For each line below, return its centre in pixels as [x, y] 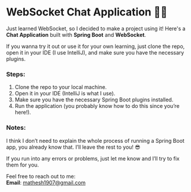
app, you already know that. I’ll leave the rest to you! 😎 [73, 147]
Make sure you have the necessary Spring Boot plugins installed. [94, 100]
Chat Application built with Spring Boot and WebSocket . [76, 34]
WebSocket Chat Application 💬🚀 [87, 12]
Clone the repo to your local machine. [61, 87]
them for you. [23, 165]
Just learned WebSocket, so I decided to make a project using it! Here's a [96, 28]
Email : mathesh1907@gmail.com [46, 183]
